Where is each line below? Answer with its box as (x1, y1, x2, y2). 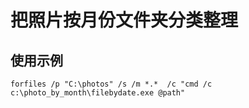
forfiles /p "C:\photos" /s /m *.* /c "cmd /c (10, 79, 213, 89)
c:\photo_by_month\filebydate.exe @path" (10, 88, 186, 98)
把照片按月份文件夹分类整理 (10, 9, 239, 32)
